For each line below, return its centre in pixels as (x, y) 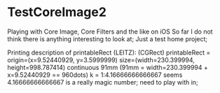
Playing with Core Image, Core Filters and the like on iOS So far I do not (110, 31)
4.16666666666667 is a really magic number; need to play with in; (103, 82)
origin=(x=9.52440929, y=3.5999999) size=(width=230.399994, (101, 59)
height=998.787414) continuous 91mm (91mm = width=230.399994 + (108, 67)
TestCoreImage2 (57, 12)
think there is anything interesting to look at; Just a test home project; (108, 38)
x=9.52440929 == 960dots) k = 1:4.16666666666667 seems (95, 75)
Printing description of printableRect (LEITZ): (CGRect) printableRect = (109, 52)
